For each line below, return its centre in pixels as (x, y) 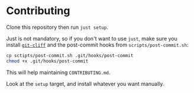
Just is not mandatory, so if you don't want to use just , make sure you (92, 38)
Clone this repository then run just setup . (57, 27)
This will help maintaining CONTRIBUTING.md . (58, 72)
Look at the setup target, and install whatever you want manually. (85, 84)
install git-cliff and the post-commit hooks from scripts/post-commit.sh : (97, 45)
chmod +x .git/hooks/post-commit (47, 61)
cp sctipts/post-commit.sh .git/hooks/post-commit (70, 55)
